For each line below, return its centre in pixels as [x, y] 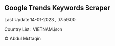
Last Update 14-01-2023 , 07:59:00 [40, 19]
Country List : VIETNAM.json [33, 29]
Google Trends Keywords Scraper [57, 8]
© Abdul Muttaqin [23, 38]
